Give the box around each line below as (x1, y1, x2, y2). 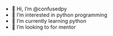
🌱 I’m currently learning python (11, 18, 87, 24)
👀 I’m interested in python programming (11, 11, 108, 18)
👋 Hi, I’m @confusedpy (11, 6, 67, 12)
